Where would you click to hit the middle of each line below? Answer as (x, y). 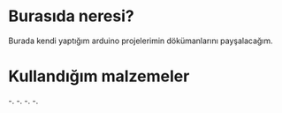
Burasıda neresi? (71, 16)
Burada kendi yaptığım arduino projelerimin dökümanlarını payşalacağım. (141, 41)
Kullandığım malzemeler (99, 76)
